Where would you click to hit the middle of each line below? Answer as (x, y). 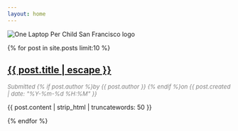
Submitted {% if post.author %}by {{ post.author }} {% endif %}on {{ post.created (119, 87)
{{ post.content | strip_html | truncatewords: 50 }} (80, 108)
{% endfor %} (28, 121)
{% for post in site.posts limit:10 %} (59, 47)
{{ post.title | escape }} (59, 70)
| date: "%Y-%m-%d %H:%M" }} (52, 94)
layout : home (27, 14)
